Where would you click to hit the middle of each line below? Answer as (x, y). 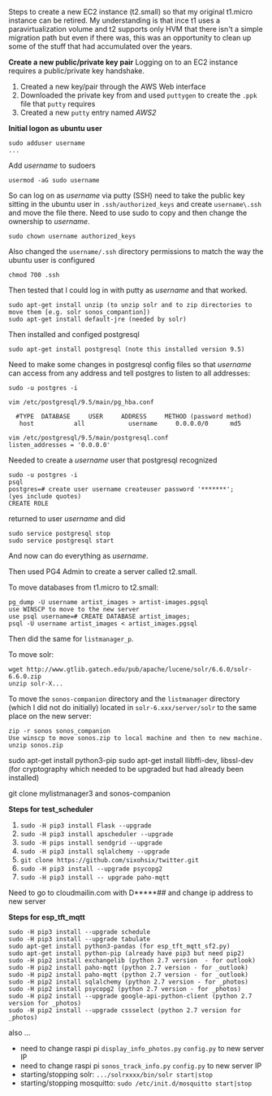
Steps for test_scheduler (51, 809)
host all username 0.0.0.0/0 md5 (130, 423)
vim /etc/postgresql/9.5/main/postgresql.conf (89, 438)
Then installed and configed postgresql (74, 334)
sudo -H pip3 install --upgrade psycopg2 (91, 869)
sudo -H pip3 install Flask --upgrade (86, 826)
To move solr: (31, 654)
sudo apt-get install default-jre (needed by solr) (97, 319)
